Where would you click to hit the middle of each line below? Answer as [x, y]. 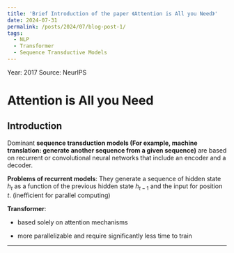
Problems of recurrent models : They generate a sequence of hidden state [114, 178]
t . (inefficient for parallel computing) [59, 195]
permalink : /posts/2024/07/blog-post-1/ [67, 26]
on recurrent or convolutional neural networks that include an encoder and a [117, 158]
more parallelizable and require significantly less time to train [105, 236]
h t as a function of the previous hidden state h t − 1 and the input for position [115, 187]
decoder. [20, 165]
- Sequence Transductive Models [61, 53]
